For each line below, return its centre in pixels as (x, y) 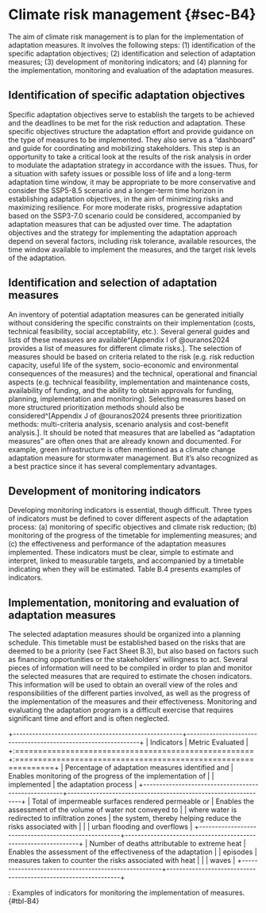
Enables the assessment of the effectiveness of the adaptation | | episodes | (133, 852)
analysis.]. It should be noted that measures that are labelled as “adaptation (132, 432)
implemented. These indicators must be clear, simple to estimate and (121, 553)
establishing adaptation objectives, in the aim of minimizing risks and (121, 198)
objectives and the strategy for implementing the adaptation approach (123, 233)
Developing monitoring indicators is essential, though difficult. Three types (130, 510)
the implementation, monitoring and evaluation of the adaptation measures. (131, 70)
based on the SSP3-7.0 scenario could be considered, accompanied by (125, 215)
